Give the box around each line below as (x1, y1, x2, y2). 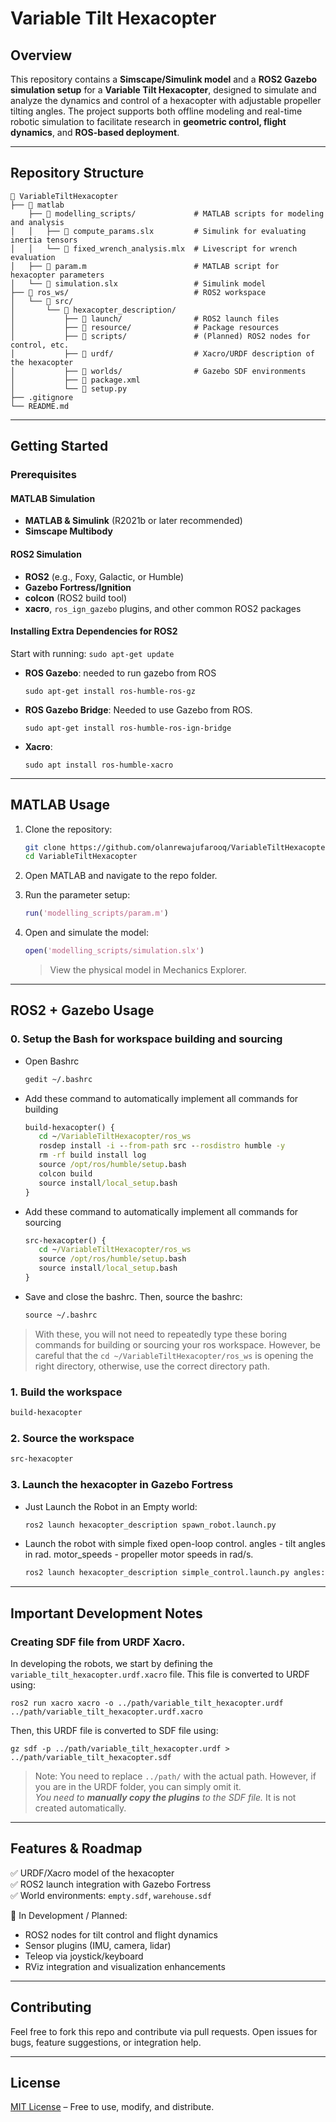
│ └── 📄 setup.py (10, 383, 128, 394)
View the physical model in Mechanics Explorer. (49, 964, 247, 976)
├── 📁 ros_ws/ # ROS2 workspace (10, 287, 267, 297)
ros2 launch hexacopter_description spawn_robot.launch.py (24, 1520, 277, 1530)
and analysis (10, 217, 65, 227)
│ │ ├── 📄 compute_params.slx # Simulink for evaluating (10, 226, 307, 236)
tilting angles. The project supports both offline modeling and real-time (10, 105, 303, 117)
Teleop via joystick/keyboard (24, 1950, 144, 1962)
